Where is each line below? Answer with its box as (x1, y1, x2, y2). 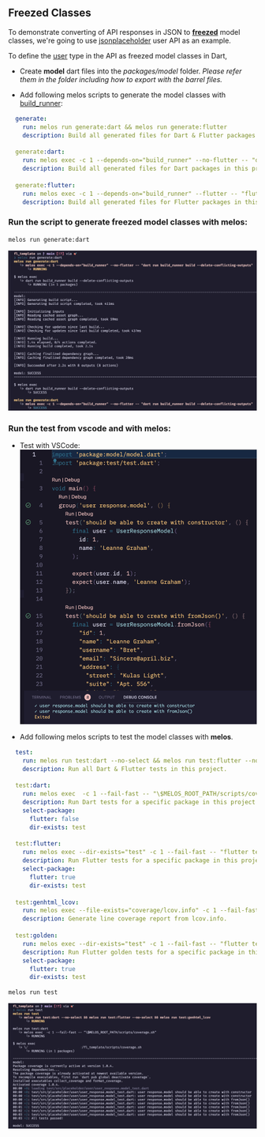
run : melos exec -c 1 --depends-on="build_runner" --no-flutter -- (22, 156, 248, 164)
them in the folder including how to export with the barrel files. (19, 74, 223, 84)
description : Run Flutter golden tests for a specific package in (22, 948, 245, 956)
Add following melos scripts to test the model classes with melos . (19, 732, 233, 741)
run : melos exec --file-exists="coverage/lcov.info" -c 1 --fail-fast (22, 906, 259, 915)
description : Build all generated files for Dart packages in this (22, 165, 248, 173)
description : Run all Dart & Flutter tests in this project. (22, 765, 227, 773)
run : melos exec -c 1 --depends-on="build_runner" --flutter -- (22, 190, 238, 198)
